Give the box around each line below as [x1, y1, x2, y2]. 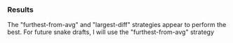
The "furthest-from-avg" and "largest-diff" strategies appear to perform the [7, 21, 227, 29]
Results [7, 5, 34, 15]
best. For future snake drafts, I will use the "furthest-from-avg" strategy [7, 28, 215, 36]
